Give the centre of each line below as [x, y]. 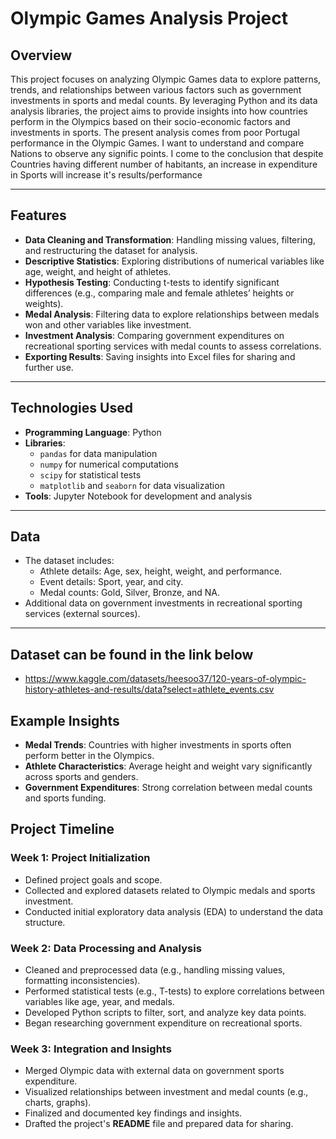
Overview [41, 55]
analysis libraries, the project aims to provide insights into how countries [159, 111]
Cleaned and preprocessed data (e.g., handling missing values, [155, 970]
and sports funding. [65, 798]
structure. [45, 922]
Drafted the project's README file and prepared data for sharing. [159, 1124]
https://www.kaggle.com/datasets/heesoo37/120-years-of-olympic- [165, 679]
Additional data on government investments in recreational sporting [163, 603]
